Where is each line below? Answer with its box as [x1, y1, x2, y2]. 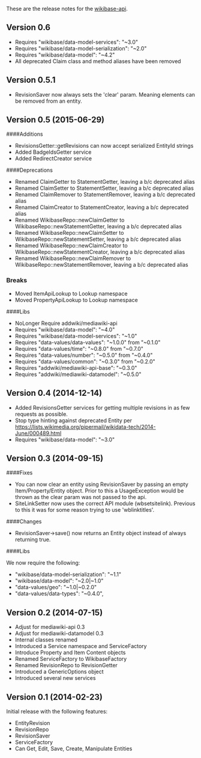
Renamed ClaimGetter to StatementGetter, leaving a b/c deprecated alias [14, 178, 195, 186]
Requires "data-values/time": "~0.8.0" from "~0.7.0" [14, 345, 144, 352]
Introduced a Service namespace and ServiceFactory [14, 643, 147, 650]
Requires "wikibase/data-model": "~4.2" [14, 51, 115, 58]
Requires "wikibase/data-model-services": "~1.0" [14, 332, 137, 339]
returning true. [14, 536, 51, 543]
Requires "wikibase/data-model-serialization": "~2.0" [14, 44, 147, 52]
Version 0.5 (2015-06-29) [6, 115, 105, 125]
